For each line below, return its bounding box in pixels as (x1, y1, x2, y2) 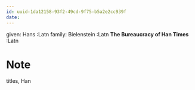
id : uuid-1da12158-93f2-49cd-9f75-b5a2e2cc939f (6, 8, 127, 15)
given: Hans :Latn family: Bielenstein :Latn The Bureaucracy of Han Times (6, 30, 189, 38)
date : (6, 14, 20, 20)
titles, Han (6, 77, 32, 85)
